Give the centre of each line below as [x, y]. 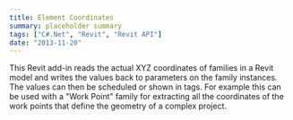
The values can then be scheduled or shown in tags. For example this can [146, 87]
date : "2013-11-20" [46, 43]
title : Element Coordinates [62, 17]
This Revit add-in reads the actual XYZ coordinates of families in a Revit [142, 68]
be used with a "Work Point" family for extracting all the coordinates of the [146, 97]
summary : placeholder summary [66, 26]
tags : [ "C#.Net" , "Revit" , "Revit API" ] [86, 34]
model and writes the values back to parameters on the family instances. [143, 78]
